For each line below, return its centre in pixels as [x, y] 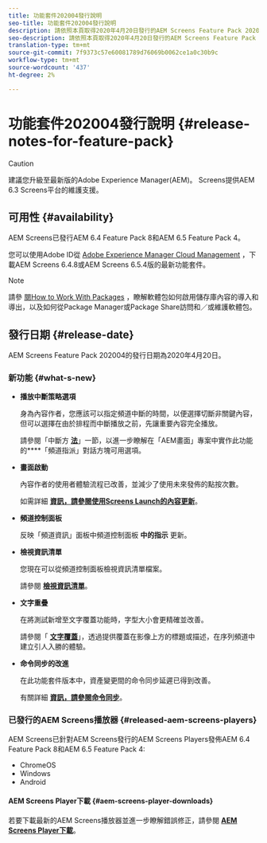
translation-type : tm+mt [49, 45]
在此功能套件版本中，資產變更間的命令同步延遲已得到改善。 [117, 680]
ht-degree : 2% [32, 75]
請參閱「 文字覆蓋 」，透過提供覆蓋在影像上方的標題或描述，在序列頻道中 [137, 637]
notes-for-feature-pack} [91, 141]
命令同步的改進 [44, 664]
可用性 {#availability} [61, 217]
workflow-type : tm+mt [44, 61]
